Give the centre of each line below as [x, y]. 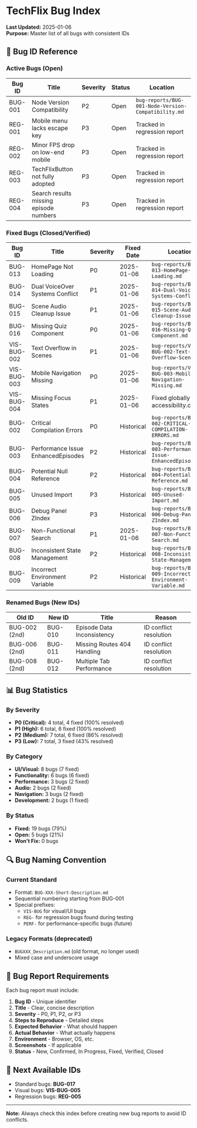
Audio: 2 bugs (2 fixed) [43, 788]
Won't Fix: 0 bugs [36, 841]
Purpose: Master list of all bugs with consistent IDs [68, 33]
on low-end [48, 152]
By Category [24, 756]
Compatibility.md [160, 112]
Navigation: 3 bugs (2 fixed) [49, 794]
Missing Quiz [49, 326]
